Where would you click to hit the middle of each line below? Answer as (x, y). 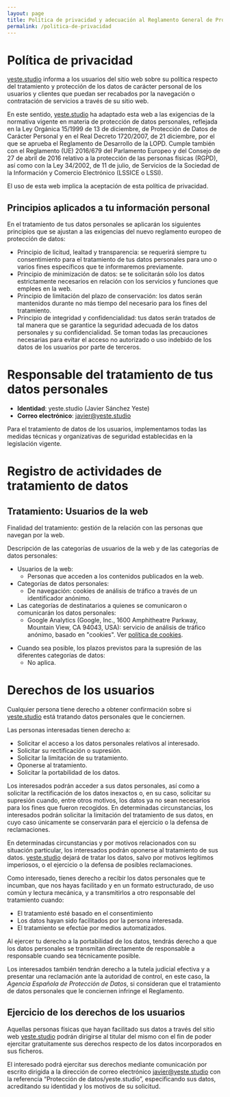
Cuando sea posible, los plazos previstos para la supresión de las (109, 648)
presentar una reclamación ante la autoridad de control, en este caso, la (108, 976)
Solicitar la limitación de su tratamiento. (73, 758)
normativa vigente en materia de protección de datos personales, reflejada (112, 122)
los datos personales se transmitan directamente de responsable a (101, 948)
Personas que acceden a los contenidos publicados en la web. (115, 576)
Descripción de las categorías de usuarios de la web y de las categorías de (113, 548)
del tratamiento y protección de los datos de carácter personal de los (104, 87)
